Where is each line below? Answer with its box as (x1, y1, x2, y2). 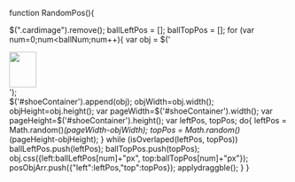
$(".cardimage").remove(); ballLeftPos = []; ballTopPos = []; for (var (9, 25, 255, 35)
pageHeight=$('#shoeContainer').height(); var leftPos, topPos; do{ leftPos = (9, 115, 287, 125)
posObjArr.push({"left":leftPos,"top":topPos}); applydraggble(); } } (9, 162, 250, 172)
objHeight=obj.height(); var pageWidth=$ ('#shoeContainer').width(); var (9, 106, 273, 116)
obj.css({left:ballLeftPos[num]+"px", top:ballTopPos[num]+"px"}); (9, 153, 249, 163)
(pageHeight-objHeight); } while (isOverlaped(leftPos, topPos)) (9, 134, 238, 145)
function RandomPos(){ (9, 8, 95, 18)
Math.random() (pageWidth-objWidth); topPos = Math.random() (9, 124, 241, 135)
